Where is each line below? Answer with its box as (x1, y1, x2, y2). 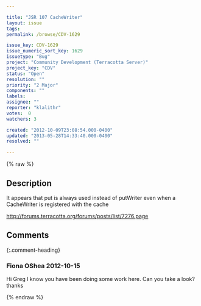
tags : (6, 26, 20, 32)
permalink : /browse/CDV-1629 (6, 31, 80, 37)
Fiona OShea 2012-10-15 (6, 262, 80, 270)
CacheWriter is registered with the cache (6, 201, 109, 208)
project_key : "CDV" (6, 65, 56, 71)
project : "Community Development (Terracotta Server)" (6, 59, 149, 65)
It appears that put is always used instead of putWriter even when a (6, 194, 176, 201)
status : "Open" (6, 71, 45, 77)
